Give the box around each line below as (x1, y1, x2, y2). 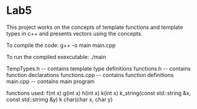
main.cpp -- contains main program (6, 78, 95, 85)
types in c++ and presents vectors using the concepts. (6, 30, 143, 37)
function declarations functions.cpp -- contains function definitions (6, 71, 174, 78)
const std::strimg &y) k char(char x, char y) (6, 96, 113, 103)
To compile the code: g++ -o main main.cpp (6, 42, 116, 49)
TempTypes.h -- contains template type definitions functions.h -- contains (6, 64, 191, 72)
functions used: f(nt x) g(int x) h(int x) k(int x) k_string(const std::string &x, (6, 89, 192, 96)
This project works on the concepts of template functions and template (6, 23, 183, 31)
